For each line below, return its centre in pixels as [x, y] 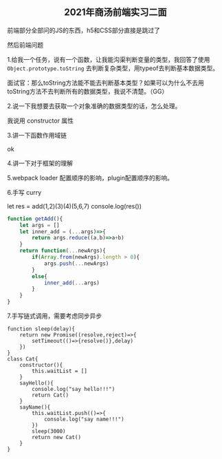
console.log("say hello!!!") [74, 389]
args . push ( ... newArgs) [76, 264]
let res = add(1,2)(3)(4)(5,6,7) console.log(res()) [75, 206]
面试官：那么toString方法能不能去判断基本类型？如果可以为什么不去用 [106, 83]
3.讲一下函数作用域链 [37, 135]
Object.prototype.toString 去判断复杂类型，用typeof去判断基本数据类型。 [113, 68]
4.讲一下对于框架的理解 [40, 163]
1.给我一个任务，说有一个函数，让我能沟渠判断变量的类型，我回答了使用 [109, 59]
